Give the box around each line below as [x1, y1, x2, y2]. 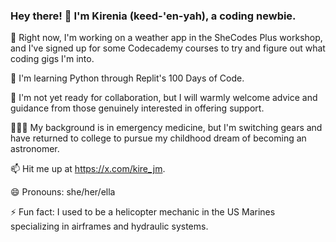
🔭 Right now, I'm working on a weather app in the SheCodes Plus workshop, [10, 32, 323, 44]
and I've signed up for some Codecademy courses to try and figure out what [10, 42, 326, 54]
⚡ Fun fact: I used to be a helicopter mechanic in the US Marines [10, 206, 276, 218]
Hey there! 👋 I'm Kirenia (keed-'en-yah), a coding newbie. [10, 9, 297, 23]
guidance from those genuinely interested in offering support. [10, 102, 265, 114]
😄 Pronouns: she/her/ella [10, 186, 116, 198]
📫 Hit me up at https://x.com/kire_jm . [10, 163, 166, 175]
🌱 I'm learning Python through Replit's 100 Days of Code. [10, 72, 245, 84]
